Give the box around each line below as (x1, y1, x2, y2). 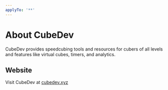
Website (5, 66, 32, 74)
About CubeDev (5, 29, 74, 40)
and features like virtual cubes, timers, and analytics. (5, 51, 116, 57)
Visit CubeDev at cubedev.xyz (5, 79, 69, 85)
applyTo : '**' (5, 7, 36, 13)
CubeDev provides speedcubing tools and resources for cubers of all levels (5, 46, 163, 52)
